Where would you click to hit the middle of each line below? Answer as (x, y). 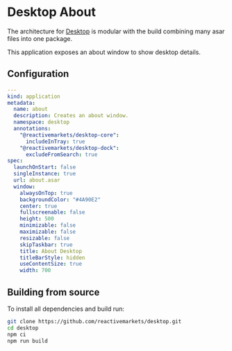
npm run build (28, 341)
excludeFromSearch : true (61, 154)
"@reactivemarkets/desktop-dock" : (69, 148)
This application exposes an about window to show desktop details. (104, 52)
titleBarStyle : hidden (52, 257)
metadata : (22, 103)
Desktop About (51, 12)
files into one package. (40, 38)
